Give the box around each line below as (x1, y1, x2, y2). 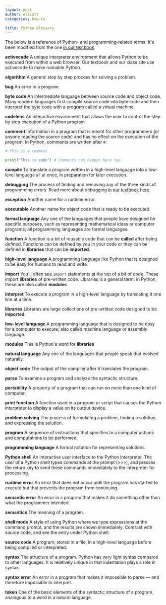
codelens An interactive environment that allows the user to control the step (5, 114, 161, 120)
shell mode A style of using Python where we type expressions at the (5, 519, 147, 525)
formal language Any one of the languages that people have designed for (5, 216, 156, 222)
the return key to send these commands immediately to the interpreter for (5, 465, 155, 470)
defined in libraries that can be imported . (5, 246, 90, 252)
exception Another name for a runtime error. (5, 197, 96, 202)
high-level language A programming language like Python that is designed (5, 256, 158, 262)
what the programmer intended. (5, 500, 70, 506)
